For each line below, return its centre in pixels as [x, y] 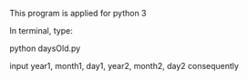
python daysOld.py [45, 48]
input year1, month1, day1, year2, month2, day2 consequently [124, 66]
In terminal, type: [41, 30]
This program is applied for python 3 [78, 13]
